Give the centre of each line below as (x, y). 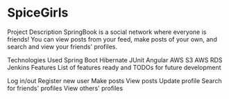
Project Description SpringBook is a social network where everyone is (107, 32)
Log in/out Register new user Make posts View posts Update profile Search (114, 80)
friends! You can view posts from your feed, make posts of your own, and (112, 39)
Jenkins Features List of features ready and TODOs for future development (114, 67)
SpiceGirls (38, 13)
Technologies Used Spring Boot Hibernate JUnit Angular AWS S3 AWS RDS (115, 60)
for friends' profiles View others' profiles (65, 88)
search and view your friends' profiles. (62, 46)
